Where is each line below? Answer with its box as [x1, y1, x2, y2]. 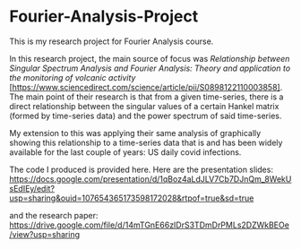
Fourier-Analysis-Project [9, 6, 199, 27]
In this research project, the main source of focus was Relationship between [9, 53, 290, 64]
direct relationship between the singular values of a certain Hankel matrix [9, 100, 279, 111]
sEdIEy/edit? [9, 183, 56, 193]
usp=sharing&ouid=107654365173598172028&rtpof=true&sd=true [9, 193, 254, 203]
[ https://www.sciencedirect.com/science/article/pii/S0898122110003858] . [9, 82, 283, 92]
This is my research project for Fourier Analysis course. [9, 36, 214, 47]
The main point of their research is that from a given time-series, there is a [9, 91, 284, 102]
